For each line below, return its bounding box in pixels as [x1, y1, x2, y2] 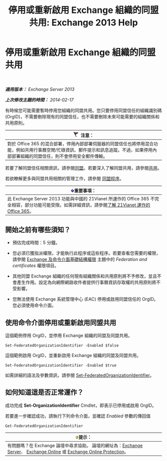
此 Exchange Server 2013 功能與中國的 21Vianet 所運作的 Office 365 [7, 195, 150, 201]
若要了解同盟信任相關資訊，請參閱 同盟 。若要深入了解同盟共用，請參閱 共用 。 [5, 165, 162, 171]
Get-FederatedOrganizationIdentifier [5, 423, 83, 428]
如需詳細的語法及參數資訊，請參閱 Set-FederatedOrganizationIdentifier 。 [5, 372, 155, 378]
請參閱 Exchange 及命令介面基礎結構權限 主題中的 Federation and [12, 257, 148, 263]
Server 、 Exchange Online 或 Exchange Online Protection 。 [7, 449, 129, 455]
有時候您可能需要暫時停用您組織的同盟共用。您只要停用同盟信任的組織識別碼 [5, 107, 162, 113]
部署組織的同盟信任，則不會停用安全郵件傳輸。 [11, 153, 108, 159]
